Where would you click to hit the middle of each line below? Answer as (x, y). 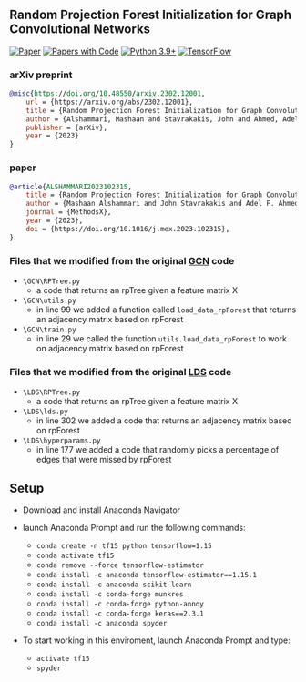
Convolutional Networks (80, 30)
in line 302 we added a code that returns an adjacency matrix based (164, 421)
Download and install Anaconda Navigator (101, 510)
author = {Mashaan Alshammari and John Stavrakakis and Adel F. (150, 204)
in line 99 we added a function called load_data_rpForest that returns (166, 310)
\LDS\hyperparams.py (61, 441)
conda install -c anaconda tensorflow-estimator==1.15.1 (147, 575)
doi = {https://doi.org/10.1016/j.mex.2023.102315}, (128, 229)
